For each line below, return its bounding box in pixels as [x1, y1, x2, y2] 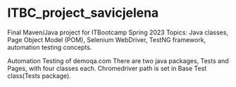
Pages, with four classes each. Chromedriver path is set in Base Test [7, 64, 207, 72]
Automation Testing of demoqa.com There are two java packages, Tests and [7, 56, 229, 65]
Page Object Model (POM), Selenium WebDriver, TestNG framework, [7, 35, 206, 43]
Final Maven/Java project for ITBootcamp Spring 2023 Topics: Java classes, [7, 28, 229, 36]
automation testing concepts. [7, 43, 92, 51]
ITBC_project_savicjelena [7, 5, 159, 21]
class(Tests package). [7, 72, 72, 80]
